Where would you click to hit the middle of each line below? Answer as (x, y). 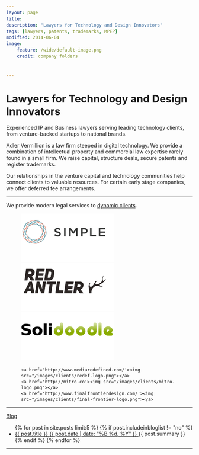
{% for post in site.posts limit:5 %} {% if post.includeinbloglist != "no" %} (104, 428)
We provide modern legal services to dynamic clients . (72, 206)
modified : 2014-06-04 (33, 38)
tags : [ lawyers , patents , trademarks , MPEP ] (62, 31)
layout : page (22, 12)
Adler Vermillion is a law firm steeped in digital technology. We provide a (94, 146)
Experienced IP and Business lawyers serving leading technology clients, (95, 128)
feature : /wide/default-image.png (59, 50)
